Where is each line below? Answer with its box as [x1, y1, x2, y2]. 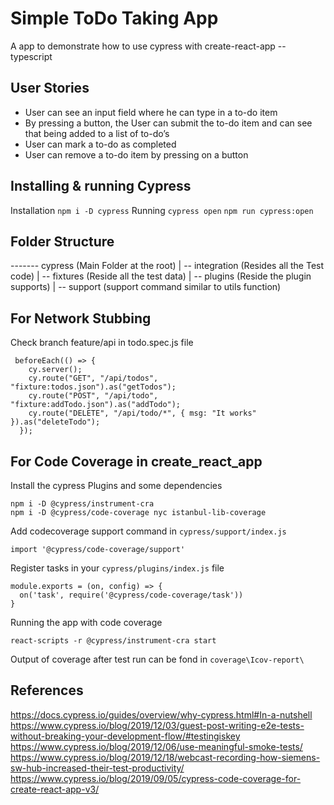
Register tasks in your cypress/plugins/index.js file [10, 562, 225, 574]
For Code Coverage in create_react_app [10, 453, 263, 470]
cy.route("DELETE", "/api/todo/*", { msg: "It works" [28, 408, 257, 419]
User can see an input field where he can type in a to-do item [24, 106, 278, 118]
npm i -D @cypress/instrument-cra [10, 499, 155, 509]
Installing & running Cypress [10, 178, 192, 195]
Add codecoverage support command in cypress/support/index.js [10, 525, 287, 537]
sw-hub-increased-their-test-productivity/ [10, 762, 185, 774]
